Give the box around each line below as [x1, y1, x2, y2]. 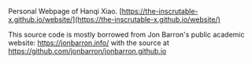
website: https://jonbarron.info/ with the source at [8, 38, 169, 47]
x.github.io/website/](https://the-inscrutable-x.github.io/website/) [8, 15, 220, 24]
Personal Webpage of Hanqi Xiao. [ [8, 7, 122, 16]
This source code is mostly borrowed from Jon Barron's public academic [8, 30, 245, 39]
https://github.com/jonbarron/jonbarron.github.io [8, 47, 167, 55]
